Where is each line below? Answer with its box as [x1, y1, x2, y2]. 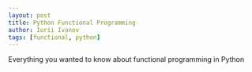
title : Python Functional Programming [8, 19, 136, 27]
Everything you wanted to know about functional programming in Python [8, 55, 245, 64]
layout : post [8, 11, 51, 20]
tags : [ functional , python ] [8, 33, 101, 41]
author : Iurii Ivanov [8, 26, 80, 34]
